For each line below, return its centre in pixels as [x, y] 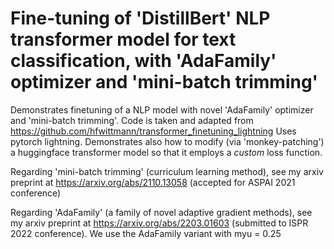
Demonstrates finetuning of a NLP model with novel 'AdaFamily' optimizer [162, 109]
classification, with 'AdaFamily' [143, 61]
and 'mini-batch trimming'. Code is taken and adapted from [132, 120]
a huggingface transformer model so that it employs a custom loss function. [166, 152]
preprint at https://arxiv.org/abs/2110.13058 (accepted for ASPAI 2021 [153, 182]
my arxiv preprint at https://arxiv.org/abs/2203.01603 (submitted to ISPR [159, 223]
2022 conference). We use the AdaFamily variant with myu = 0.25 [146, 233]
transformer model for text [123, 39]
